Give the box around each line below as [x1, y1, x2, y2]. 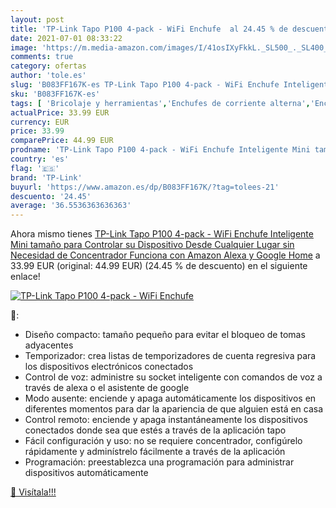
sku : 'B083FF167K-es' [10, 89, 101, 99]
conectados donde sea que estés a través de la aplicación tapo [24, 424, 287, 436]
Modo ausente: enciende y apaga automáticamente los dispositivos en [24, 392, 317, 405]
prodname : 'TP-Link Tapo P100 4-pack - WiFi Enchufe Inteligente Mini [10, 145, 311, 155]
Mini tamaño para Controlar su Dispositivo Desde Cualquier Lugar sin [10, 239, 295, 251]
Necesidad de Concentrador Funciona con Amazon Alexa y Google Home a [10, 249, 321, 261]
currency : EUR [10, 117, 70, 127]
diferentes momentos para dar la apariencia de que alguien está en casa [24, 403, 324, 415]
